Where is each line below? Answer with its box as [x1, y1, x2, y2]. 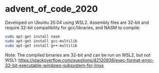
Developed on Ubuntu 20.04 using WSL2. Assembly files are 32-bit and [5, 19, 149, 25]
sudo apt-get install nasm [5, 34, 60, 39]
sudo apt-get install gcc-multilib [5, 38, 78, 43]
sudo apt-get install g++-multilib [5, 43, 78, 48]
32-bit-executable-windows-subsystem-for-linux [5, 62, 104, 68]
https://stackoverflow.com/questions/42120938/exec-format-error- [18, 57, 154, 63]
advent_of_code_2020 [5, 3, 98, 15]
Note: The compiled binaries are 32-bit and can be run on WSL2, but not [5, 52, 151, 58]
